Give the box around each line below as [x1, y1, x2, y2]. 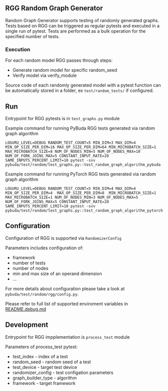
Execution [5, 46, 31, 53]
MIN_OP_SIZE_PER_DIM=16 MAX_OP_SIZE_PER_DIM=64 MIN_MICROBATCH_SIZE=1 [5, 144, 156, 150]
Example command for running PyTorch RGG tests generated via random [5, 171, 156, 177]
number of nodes [12, 265, 49, 271]
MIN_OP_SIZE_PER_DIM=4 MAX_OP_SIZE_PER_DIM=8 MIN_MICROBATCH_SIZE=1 [5, 190, 156, 195]
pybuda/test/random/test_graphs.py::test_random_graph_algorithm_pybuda [5, 162, 161, 167]
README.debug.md [5, 306, 46, 312]
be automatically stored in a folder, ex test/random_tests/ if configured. [5, 87, 154, 93]
